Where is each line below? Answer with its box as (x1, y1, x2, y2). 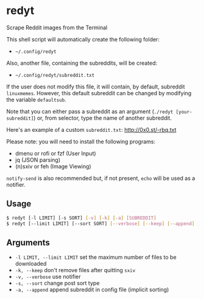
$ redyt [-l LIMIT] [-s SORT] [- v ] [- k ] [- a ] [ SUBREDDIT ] (6, 215, 157, 221)
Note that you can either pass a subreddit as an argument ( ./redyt (6, 107, 174, 115)
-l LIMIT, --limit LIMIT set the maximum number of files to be (15, 254, 177, 261)
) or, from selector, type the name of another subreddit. (33, 114, 172, 121)
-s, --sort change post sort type (15, 279, 100, 287)
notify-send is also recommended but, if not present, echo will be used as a (6, 175, 195, 182)
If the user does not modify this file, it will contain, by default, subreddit (6, 83, 185, 90)
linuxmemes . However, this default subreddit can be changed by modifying (6, 89, 192, 96)
